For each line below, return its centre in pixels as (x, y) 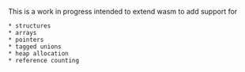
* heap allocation (38, 54)
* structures (30, 26)
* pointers (26, 40)
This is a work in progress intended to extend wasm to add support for (123, 11)
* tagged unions (35, 47)
